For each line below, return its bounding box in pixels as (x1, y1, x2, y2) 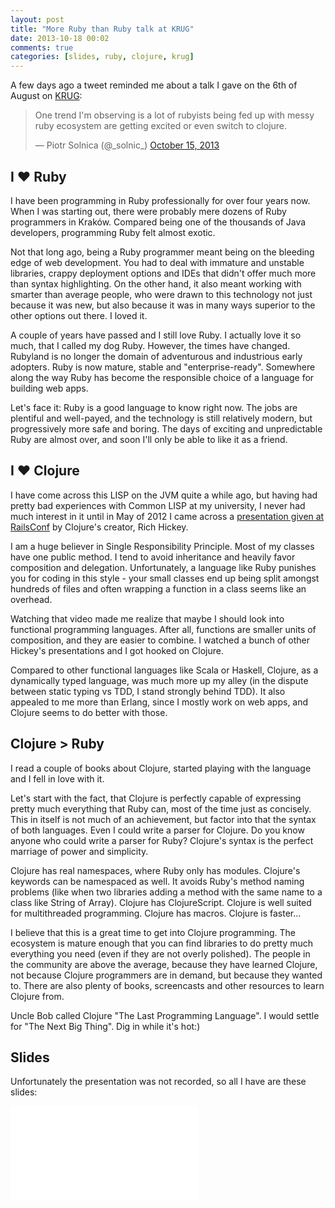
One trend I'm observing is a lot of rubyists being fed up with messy (34, 109, 315, 121)
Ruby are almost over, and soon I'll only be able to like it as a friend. (10, 433, 288, 445)
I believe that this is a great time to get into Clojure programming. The (10, 926, 297, 938)
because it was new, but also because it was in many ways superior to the (10, 299, 316, 311)
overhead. (10, 593, 53, 605)
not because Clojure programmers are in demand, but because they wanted (10, 969, 323, 981)
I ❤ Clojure (10, 462, 80, 480)
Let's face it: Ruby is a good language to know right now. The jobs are (10, 401, 298, 413)
